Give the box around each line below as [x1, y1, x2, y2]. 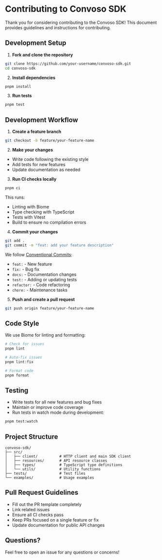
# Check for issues [5, 342, 45, 347]
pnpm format [5, 373, 29, 378]
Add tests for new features [12, 161, 65, 167]
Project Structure [5, 432, 58, 441]
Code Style [5, 319, 39, 328]
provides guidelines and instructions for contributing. [5, 24, 111, 30]
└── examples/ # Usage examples [5, 475, 95, 480]
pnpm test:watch [5, 419, 38, 424]
